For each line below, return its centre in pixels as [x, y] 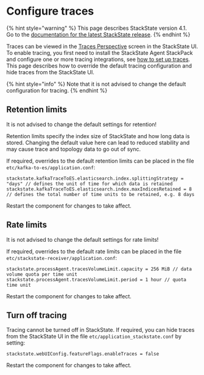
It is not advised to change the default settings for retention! [82, 124]
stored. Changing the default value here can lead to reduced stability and [98, 142]
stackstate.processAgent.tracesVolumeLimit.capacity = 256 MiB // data [99, 269]
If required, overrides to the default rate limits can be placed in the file [94, 251]
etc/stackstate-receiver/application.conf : [62, 258]
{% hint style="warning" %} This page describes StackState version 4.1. [97, 28]
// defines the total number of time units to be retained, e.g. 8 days [100, 194]
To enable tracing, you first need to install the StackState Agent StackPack [100, 52]
